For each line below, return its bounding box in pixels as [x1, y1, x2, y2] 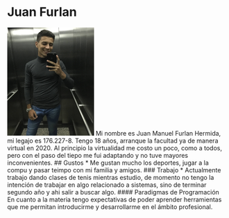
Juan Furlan [7, 4, 78, 20]
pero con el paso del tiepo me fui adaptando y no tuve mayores [7, 151, 189, 159]
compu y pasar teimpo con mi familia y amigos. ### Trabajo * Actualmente [7, 165, 221, 174]
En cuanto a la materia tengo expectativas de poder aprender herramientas [7, 195, 222, 203]
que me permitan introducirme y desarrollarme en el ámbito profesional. [7, 202, 213, 211]
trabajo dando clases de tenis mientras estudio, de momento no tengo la [7, 173, 214, 181]
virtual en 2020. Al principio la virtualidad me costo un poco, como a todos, [7, 143, 222, 152]
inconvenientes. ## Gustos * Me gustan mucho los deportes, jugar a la [7, 158, 210, 167]
